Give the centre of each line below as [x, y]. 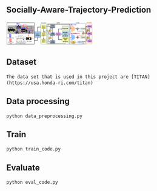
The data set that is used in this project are [68, 77]
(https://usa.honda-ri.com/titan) [50, 83]
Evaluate [23, 168]
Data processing [38, 101]
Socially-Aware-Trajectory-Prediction [79, 10]
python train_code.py [34, 149]
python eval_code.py [32, 183]
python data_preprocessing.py [45, 116]
